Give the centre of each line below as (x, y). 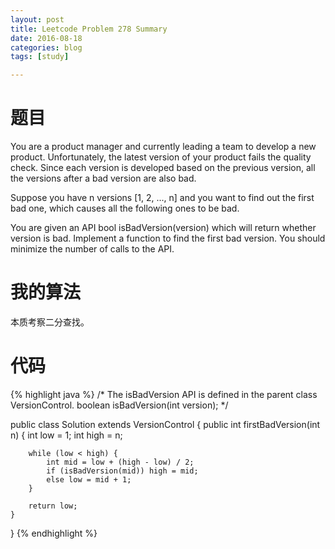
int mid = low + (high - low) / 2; (120, 462)
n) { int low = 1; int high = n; (66, 435)
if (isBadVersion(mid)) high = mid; (122, 471)
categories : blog (46, 47)
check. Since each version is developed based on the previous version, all (163, 168)
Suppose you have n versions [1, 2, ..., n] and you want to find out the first (162, 198)
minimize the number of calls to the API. (92, 249)
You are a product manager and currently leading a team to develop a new (163, 147)
